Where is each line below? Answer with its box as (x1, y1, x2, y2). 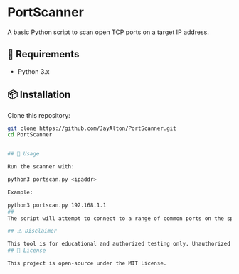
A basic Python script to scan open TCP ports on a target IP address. (7, 28, 210, 36)
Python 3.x (17, 67, 50, 75)
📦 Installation (7, 89, 71, 101)
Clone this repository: (7, 111, 71, 119)
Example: (7, 189, 33, 196)
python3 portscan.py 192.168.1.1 (7, 202, 107, 209)
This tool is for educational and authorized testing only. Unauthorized (7, 241, 231, 248)
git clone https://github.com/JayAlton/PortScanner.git (7, 125, 176, 132)
